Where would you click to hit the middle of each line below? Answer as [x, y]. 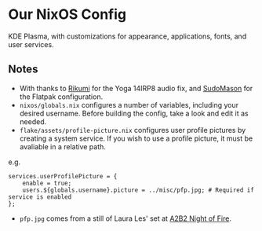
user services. [31, 44]
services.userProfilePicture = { [63, 176]
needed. [33, 121]
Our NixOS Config [67, 15]
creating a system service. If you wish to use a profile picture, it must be [136, 138]
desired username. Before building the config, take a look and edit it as [134, 113]
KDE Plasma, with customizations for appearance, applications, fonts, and [127, 36]
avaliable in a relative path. [62, 146]
